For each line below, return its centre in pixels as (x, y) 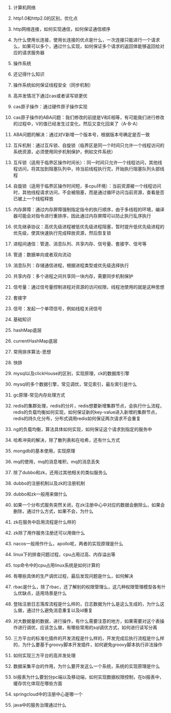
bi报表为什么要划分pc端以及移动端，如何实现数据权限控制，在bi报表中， (89, 677)
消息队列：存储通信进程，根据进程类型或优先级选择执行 (71, 265)
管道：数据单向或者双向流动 (42, 255)
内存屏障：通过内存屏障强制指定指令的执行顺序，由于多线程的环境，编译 (89, 209)
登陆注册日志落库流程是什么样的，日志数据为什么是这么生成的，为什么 (87, 604)
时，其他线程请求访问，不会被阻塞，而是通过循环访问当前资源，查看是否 (89, 192)
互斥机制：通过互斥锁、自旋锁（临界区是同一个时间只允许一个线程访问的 (89, 145)
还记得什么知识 (29, 74)
